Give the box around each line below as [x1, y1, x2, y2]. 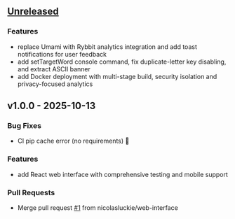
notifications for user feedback [17, 50, 107, 58]
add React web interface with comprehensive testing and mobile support [17, 170, 228, 178]
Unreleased [7, 6, 60, 17]
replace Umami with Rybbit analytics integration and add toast [17, 42, 198, 51]
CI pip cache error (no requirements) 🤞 [17, 136, 130, 146]
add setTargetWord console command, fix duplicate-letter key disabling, [17, 57, 227, 66]
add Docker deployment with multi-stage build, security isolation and [17, 72, 217, 80]
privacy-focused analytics [17, 80, 93, 88]
